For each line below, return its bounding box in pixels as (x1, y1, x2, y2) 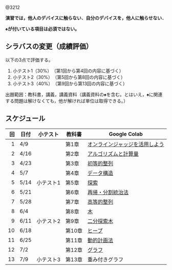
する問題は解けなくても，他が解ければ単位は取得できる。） (5, 97, 128, 104)
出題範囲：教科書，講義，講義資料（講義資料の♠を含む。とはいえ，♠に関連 (5, 91, 163, 97)
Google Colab (109, 130, 143, 137)
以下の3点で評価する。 (5, 56, 53, 63)
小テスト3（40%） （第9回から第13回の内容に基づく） (12, 80, 128, 87)
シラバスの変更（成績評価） (5, 42, 93, 51)
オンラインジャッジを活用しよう (87, 140, 164, 148)
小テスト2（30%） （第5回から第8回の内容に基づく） (12, 74, 125, 80)
